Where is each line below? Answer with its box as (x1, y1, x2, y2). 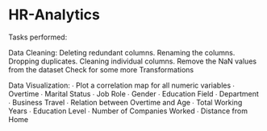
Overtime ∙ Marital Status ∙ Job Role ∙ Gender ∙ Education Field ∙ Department (8, 88, 260, 98)
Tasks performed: (8, 32, 68, 42)
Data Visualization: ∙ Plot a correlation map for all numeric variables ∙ (8, 80, 236, 90)
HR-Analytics (8, 6, 101, 24)
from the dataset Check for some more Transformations (8, 64, 194, 74)
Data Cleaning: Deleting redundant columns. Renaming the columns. (8, 47, 236, 57)
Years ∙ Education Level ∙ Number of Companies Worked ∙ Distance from (8, 106, 248, 116)
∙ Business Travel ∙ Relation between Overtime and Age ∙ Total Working (8, 97, 243, 107)
